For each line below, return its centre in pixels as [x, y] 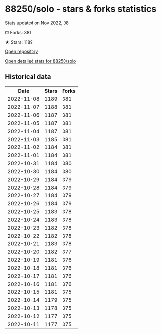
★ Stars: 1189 [19, 42]
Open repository [22, 51]
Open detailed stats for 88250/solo [41, 61]
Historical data [28, 77]
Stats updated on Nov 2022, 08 [37, 23]
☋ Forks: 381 [18, 32]
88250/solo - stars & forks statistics [81, 9]
